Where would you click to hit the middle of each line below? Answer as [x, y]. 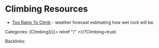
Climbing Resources [47, 9]
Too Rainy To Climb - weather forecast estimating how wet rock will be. [83, 22]
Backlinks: [15, 41]
